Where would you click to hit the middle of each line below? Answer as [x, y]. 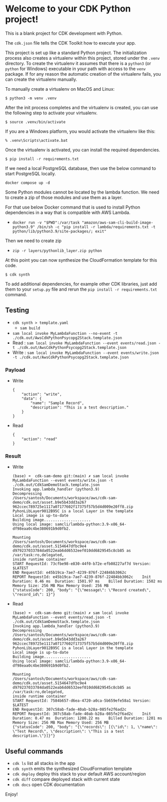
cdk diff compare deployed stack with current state [66, 779]
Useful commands [34, 751]
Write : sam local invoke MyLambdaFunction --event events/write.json [85, 352]
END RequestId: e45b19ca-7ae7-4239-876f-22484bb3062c [69, 573]
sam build [30, 328]
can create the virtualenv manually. [41, 79]
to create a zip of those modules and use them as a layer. [64, 197]
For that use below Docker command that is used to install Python [73, 207]
